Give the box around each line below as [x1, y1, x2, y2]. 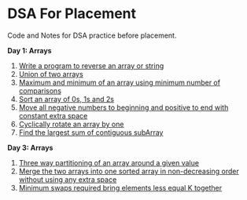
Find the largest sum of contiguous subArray [18, 127, 164, 137]
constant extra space [18, 111, 88, 120]
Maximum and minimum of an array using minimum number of [18, 78, 221, 87]
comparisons [18, 85, 62, 95]
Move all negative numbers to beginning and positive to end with [18, 103, 229, 112]
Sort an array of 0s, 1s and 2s [18, 94, 115, 104]
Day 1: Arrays [7, 45, 52, 55]
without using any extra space [18, 174, 117, 184]
